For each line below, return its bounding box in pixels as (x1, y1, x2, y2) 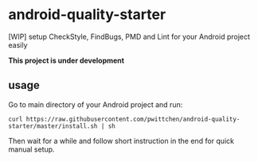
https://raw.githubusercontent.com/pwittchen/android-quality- (25, 115, 240, 123)
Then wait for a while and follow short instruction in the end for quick (8, 136, 235, 145)
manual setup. (8, 145, 55, 154)
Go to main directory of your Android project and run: (8, 99, 183, 109)
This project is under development (8, 56, 125, 65)
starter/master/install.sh (8, 121, 98, 130)
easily (8, 40, 28, 49)
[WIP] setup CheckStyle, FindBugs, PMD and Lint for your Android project (8, 32, 251, 41)
